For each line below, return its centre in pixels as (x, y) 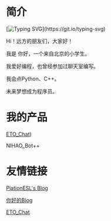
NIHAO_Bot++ (23, 145)
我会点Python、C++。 (33, 79)
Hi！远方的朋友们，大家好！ (40, 41)
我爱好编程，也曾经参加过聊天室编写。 (52, 66)
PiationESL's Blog (27, 188)
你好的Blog (19, 200)
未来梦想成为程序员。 (32, 91)
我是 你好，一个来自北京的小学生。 (48, 53)
